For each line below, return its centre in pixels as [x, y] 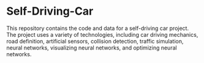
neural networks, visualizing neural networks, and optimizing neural [92, 48]
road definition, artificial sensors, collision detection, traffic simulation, [95, 41]
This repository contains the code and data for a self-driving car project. [97, 28]
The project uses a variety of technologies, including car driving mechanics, [102, 34]
